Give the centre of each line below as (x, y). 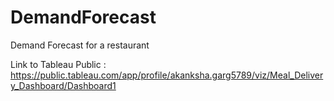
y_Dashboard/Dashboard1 (63, 85)
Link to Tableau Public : (58, 64)
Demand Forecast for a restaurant (80, 45)
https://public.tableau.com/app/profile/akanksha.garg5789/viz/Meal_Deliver (167, 75)
